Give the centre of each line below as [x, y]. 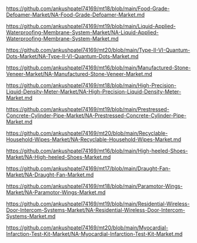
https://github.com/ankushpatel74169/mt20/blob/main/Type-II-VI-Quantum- [98, 50]
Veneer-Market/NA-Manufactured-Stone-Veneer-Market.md [79, 74]
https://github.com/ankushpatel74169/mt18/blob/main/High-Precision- [91, 85]
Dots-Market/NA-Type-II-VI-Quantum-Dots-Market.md [72, 56]
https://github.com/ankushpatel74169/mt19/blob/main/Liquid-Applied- [91, 26]
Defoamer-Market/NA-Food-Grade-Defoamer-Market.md [76, 15]
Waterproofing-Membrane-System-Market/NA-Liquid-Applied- [82, 32]
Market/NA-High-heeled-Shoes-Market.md [59, 157]
